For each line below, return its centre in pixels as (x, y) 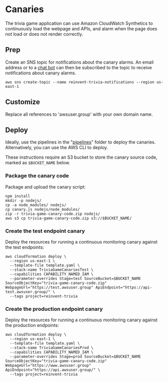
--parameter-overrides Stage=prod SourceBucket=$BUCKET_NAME (75, 357)
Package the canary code (37, 176)
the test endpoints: (25, 247)
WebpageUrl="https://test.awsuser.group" (49, 287)
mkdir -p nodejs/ (23, 201)
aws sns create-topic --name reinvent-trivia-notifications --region (80, 82)
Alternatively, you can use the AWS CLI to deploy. (57, 148)
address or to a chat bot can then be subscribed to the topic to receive (79, 67)
